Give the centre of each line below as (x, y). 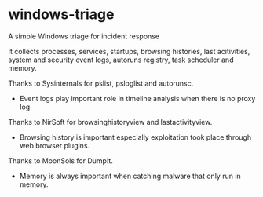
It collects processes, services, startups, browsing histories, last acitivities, (129, 51)
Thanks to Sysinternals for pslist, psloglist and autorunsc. (101, 83)
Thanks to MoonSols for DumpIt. (61, 161)
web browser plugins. (55, 145)
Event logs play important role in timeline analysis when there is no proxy (137, 98)
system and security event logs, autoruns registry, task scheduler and (121, 60)
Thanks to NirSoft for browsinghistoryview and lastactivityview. (110, 122)
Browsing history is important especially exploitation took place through (135, 137)
